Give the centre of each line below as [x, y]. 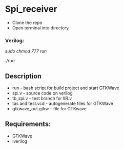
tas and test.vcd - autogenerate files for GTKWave [62, 103]
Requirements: [28, 124]
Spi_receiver [31, 9]
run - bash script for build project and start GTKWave [66, 88]
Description [23, 76]
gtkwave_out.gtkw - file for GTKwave [49, 109]
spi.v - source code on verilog [42, 93]
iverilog [20, 141]
